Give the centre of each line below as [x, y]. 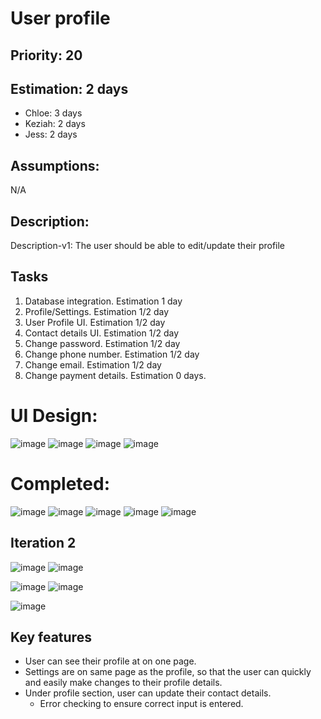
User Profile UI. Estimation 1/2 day [95, 322]
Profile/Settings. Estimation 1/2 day [97, 311]
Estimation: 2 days [69, 88]
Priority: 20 [46, 55]
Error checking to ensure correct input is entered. [141, 704]
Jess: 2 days [51, 134]
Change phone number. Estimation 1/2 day [112, 354]
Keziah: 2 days [55, 124]
